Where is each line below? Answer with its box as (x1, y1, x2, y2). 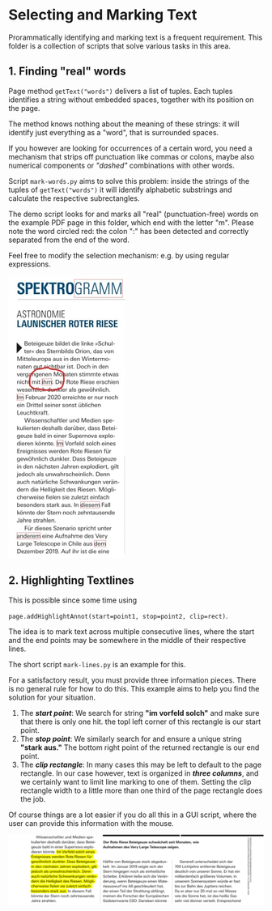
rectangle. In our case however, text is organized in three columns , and (19, 768, 259, 778)
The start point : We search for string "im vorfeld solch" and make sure (19, 708, 260, 717)
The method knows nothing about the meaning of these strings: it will (8, 119, 240, 129)
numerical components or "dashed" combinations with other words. (8, 160, 235, 170)
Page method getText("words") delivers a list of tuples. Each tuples (8, 86, 233, 96)
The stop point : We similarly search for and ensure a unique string (19, 734, 242, 743)
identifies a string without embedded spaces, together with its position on (8, 95, 254, 104)
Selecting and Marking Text (8, 6, 198, 24)
